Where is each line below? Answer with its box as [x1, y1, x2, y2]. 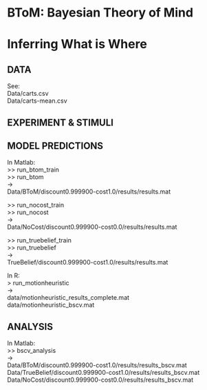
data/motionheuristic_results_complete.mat [7, 294, 129, 302]
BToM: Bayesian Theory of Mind [7, 5, 194, 21]
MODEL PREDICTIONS [7, 140, 104, 152]
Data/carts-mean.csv [7, 96, 67, 105]
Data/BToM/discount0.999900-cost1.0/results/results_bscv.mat [7, 361, 187, 369]
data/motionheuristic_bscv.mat [7, 301, 95, 309]
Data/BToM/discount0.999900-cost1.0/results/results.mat [7, 187, 171, 196]
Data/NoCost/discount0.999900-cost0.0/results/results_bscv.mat [7, 376, 194, 384]
